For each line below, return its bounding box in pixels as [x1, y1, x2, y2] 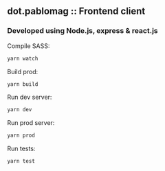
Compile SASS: [7, 41, 50, 50]
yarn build [7, 80, 38, 88]
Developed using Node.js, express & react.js [7, 26, 158, 36]
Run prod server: [7, 119, 55, 127]
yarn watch [7, 55, 38, 62]
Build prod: [7, 67, 38, 76]
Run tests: [7, 144, 36, 153]
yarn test [7, 158, 36, 165]
